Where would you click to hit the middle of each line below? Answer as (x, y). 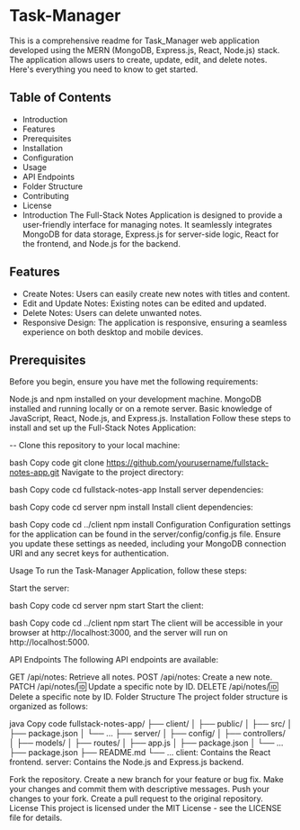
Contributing (45, 195)
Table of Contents (61, 98)
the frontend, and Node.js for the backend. (101, 243)
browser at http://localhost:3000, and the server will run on (119, 633)
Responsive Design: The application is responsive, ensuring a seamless (154, 322)
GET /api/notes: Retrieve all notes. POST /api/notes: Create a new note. (141, 677)
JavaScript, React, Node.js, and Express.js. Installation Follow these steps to (150, 419)
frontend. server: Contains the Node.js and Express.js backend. (127, 762)
